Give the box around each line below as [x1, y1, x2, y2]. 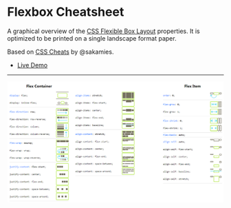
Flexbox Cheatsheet [7, 4, 124, 20]
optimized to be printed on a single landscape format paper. [7, 34, 177, 42]
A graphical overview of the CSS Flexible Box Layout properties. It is [7, 27, 201, 35]
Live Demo [16, 61, 48, 69]
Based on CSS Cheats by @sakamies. [7, 48, 114, 56]
